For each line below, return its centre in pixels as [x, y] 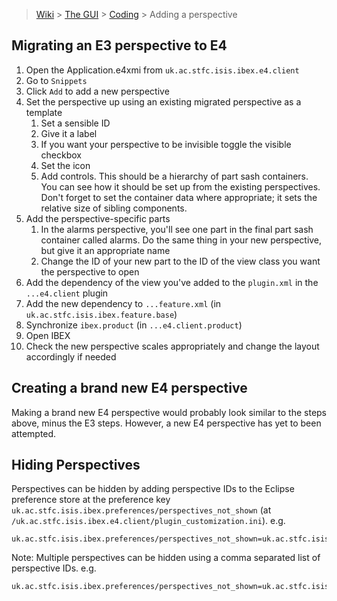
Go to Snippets [56, 80]
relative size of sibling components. [114, 208]
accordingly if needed [71, 356]
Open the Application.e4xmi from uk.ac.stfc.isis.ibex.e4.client [162, 70]
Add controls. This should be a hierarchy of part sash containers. [174, 176]
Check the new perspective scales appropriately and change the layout [172, 346]
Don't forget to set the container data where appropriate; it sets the [179, 197]
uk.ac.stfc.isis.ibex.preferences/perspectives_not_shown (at [141, 510]
